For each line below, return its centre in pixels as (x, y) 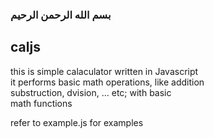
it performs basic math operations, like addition (107, 82)
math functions (41, 103)
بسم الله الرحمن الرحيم (61, 15)
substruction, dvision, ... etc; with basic (91, 92)
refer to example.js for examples (77, 122)
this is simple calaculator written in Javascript (104, 71)
